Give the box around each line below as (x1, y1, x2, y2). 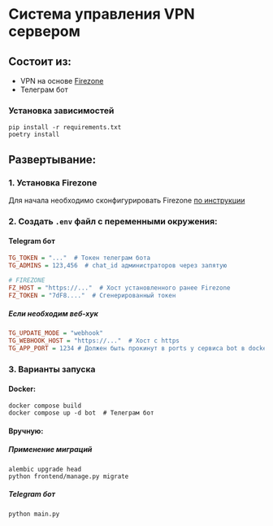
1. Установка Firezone (8, 176, 97, 188)
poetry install (8, 131, 60, 139)
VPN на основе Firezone (19, 76, 104, 85)
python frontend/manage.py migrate (8, 472, 129, 480)
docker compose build (8, 402, 82, 411)
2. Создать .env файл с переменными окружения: (8, 215, 218, 227)
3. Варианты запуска (8, 363, 96, 375)
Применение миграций (8, 445, 93, 454)
